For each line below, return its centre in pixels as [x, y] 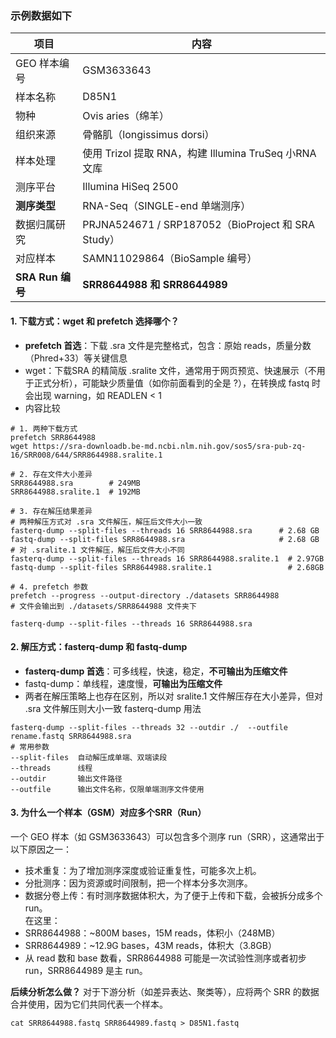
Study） [101, 240]
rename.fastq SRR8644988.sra [71, 736]
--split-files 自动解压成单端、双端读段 [89, 757]
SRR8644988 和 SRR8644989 [155, 285]
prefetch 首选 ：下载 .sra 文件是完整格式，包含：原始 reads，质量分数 [168, 345]
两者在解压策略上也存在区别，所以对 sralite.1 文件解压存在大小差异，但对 [174, 696]
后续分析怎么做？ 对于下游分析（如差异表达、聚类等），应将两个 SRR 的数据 [165, 991]
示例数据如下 [41, 15]
